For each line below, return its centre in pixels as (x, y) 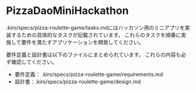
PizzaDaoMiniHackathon (67, 11)
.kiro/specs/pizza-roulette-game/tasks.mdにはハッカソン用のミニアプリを (96, 27)
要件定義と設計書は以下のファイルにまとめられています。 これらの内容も (94, 54)
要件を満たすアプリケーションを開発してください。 (83, 42)
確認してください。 (34, 62)
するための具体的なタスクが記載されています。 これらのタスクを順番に (96, 35)
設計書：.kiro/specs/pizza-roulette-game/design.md (78, 81)
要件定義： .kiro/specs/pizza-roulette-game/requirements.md (89, 74)
